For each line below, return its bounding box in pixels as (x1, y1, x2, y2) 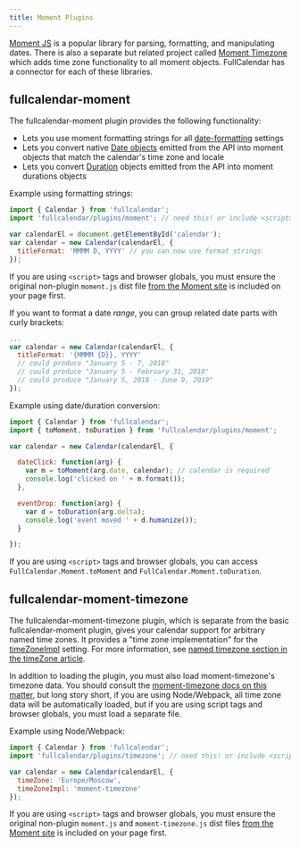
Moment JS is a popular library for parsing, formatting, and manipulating (9, 38, 275, 48)
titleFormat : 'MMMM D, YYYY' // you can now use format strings (17, 247, 262, 256)
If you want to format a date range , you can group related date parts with (9, 307, 278, 318)
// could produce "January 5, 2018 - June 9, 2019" (17, 376, 214, 385)
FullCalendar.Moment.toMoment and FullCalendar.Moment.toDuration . (9, 566, 262, 576)
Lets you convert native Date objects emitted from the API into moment (21, 142, 284, 153)
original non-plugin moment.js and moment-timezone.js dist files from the (9, 818, 274, 829)
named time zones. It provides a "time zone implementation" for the (9, 634, 259, 645)
